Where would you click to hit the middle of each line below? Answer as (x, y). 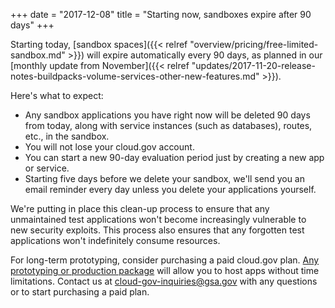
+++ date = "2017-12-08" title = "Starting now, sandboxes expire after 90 (161, 14)
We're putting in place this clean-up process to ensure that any (140, 208)
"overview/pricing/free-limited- (254, 44)
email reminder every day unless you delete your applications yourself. (170, 189)
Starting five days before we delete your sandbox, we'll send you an (164, 178)
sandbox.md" (38, 55)
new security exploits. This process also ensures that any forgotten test (157, 230)
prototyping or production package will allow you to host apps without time (165, 270)
